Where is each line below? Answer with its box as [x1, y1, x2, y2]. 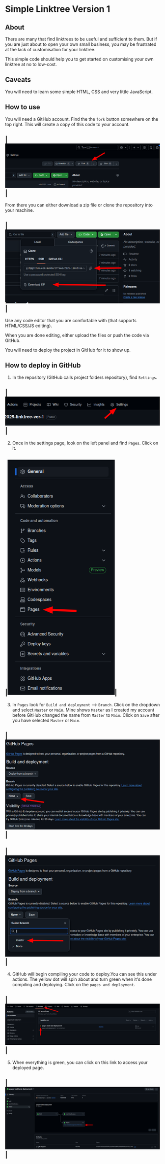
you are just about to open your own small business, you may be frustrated [5, 41, 157, 47]
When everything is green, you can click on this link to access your [12, 1059, 148, 1065]
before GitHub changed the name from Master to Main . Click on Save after [12, 712, 160, 718]
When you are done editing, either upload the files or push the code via [5, 333, 149, 338]
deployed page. [12, 1064, 44, 1070]
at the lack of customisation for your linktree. [5, 47, 96, 52]
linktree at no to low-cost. [5, 62, 57, 67]
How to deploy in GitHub [5, 361, 81, 370]
